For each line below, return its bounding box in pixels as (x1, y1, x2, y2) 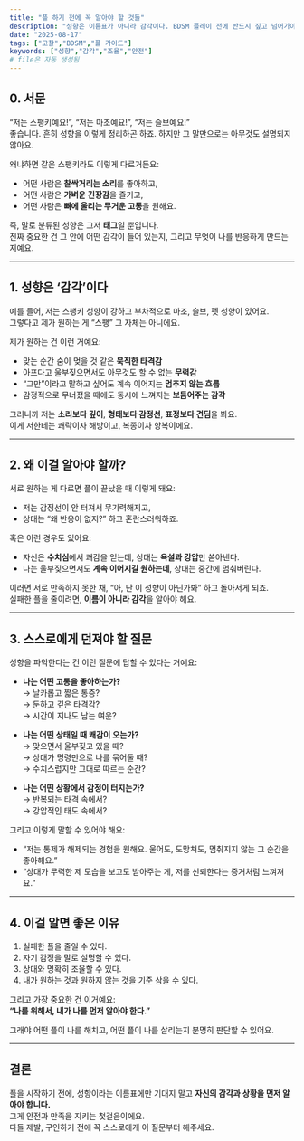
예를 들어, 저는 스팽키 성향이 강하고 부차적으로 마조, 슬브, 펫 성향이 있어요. (9, 305, 270, 317)
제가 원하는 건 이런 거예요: (9, 336, 101, 347)
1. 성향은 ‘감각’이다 (9, 280, 109, 295)
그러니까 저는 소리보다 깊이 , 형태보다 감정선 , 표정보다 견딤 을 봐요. (9, 408, 238, 419)
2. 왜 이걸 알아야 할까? (9, 458, 127, 473)
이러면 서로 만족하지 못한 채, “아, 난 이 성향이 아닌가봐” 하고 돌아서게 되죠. (9, 583, 270, 594)
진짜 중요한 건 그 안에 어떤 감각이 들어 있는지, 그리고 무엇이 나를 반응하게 (9, 231, 265, 242)
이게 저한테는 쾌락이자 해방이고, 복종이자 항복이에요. (9, 420, 193, 431)
